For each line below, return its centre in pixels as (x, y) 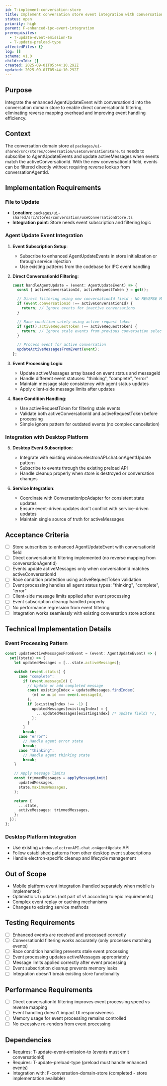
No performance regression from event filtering (61, 607)
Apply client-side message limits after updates (67, 389)
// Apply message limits (40, 773)
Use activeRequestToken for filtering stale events (70, 408)
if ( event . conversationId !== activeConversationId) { (75, 304)
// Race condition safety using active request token (74, 322)
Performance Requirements (49, 990)
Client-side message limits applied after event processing (71, 596)
